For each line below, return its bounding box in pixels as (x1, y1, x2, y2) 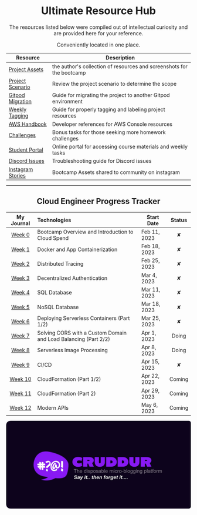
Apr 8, (141, 343, 157, 350)
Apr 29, (141, 387, 160, 394)
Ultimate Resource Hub (40, 4, 157, 18)
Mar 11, (141, 286, 161, 293)
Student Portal (8, 146, 43, 153)
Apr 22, (141, 372, 160, 380)
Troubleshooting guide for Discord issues (52, 158, 152, 165)
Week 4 (11, 289, 30, 296)
